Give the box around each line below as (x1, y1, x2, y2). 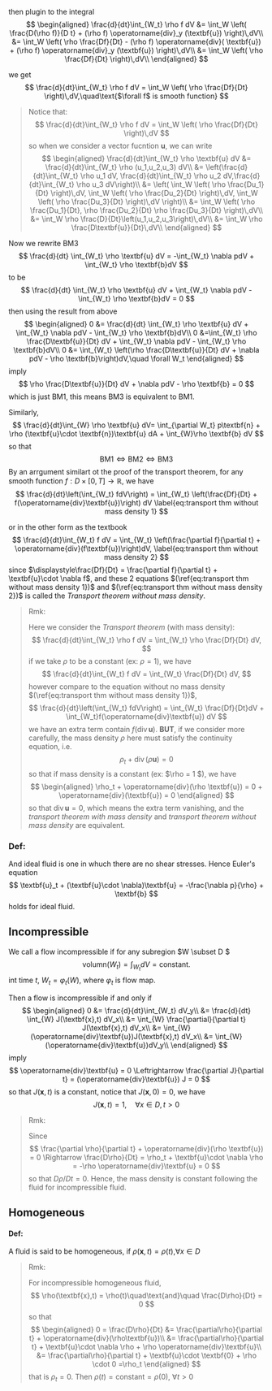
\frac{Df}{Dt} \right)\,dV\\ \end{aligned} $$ (64, 54, 209, 63)
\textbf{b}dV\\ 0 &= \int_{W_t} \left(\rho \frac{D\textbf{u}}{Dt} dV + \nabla (13, 345, 260, 354)
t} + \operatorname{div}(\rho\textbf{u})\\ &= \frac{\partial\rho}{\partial (28, 1333, 265, 1343)
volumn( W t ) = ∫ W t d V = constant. (82, 959, 191, 973)
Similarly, (8, 408, 39, 417)
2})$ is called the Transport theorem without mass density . (8, 591, 205, 600)
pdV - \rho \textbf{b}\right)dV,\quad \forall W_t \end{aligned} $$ (28, 353, 244, 363)
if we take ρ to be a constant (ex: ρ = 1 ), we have (28, 656, 192, 665)
